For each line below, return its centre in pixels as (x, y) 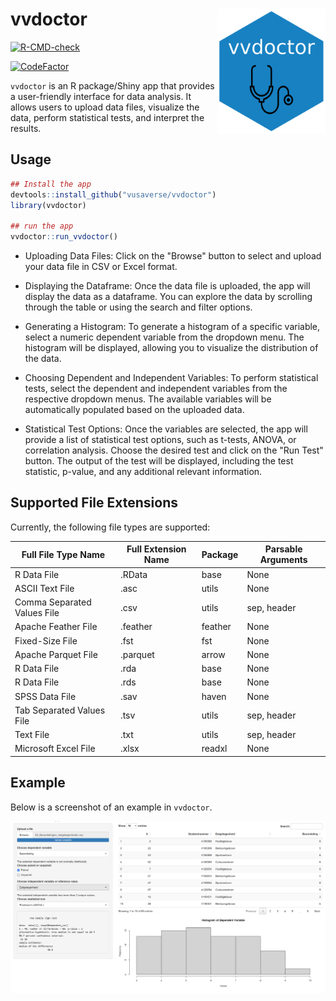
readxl (214, 749)
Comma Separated (53, 602)
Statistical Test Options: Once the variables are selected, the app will (166, 429)
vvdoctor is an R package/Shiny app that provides (112, 85)
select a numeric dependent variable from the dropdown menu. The (164, 337)
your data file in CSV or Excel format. (101, 266)
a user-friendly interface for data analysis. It (101, 96)
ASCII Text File (44, 588)
